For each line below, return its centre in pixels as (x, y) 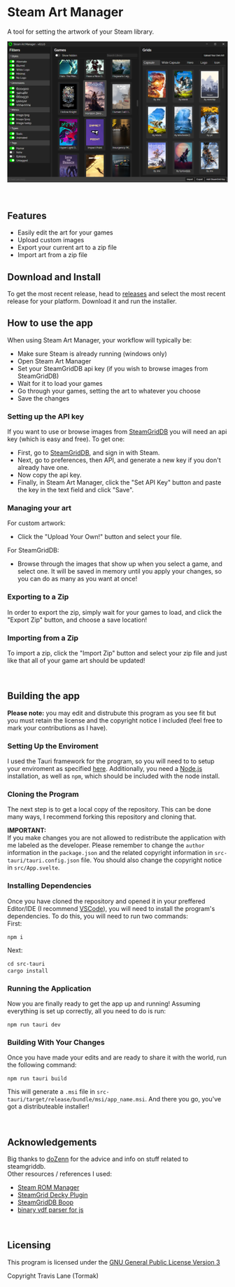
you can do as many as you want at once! (77, 579)
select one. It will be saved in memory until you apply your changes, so (120, 571)
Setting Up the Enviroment (53, 746)
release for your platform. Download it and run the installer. (92, 301)
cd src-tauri (26, 963)
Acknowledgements (52, 1142)
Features (27, 215)
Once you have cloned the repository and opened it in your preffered (106, 901)
